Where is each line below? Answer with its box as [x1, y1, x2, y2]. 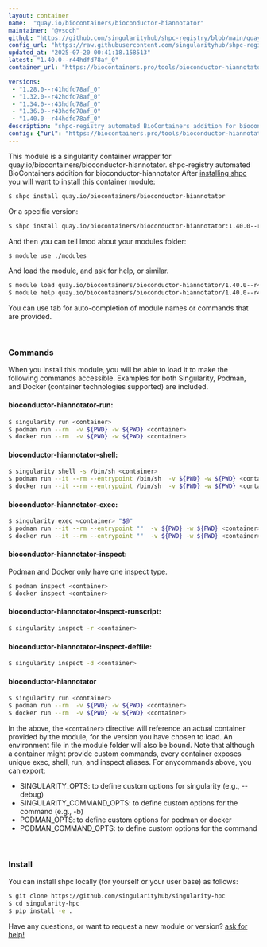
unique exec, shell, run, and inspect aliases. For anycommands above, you [8, 757, 252, 766]
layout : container [8, 11, 69, 20]
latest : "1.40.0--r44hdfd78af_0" [8, 57, 119, 64]
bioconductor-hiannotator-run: [8, 400, 114, 410]
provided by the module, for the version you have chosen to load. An [8, 731, 233, 741]
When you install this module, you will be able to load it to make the [8, 365, 229, 375]
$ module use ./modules [8, 251, 87, 259]
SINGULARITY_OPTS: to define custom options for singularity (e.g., [19, 781, 240, 790]
